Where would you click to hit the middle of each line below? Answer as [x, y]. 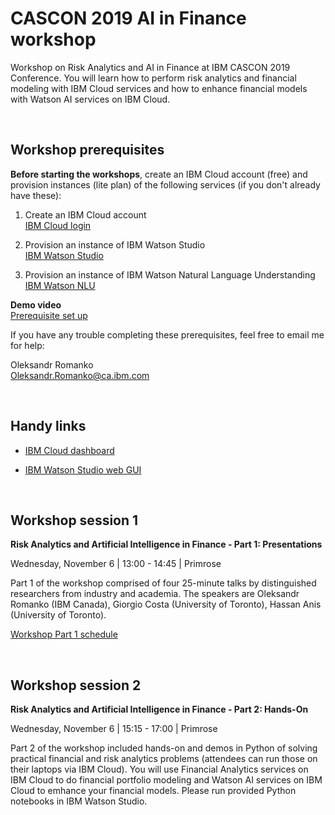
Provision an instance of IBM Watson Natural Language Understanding [170, 274]
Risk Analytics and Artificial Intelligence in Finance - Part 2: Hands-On [159, 709]
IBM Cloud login [58, 225]
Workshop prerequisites [87, 150]
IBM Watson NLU [60, 285]
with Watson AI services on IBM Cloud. [90, 99]
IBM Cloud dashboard [69, 450]
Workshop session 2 [76, 685]
